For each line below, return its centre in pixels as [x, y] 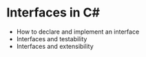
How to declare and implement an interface [78, 32]
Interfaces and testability [52, 38]
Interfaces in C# [53, 13]
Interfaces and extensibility [55, 46]
